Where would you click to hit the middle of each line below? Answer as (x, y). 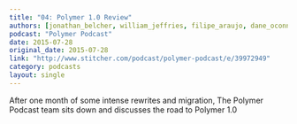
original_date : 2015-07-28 (59, 50)
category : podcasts (45, 67)
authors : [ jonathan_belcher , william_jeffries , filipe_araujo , (128, 26)
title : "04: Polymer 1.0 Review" (71, 17)
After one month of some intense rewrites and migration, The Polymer (136, 100)
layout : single (37, 75)
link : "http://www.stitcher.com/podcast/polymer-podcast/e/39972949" (140, 58)
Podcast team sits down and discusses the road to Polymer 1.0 (123, 109)
